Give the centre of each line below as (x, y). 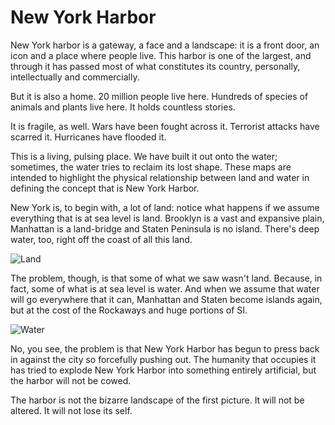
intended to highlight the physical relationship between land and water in (160, 177)
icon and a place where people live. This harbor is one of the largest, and (161, 55)
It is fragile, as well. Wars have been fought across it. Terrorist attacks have (165, 126)
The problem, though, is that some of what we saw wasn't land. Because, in (166, 278)
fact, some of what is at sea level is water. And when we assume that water (165, 288)
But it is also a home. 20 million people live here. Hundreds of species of (159, 96)
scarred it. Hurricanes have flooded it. (88, 137)
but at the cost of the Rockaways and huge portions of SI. (129, 310)
